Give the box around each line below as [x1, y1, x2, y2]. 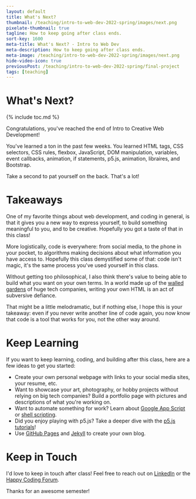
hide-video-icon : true [6, 58, 62, 64]
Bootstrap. [6, 161, 32, 168]
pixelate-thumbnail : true [6, 25, 69, 31]
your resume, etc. [14, 380, 58, 387]
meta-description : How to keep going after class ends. [6, 47, 146, 53]
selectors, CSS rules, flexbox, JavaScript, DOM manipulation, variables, [6, 149, 179, 156]
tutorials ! [14, 424, 36, 431]
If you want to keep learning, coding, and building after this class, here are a [6, 356, 190, 363]
